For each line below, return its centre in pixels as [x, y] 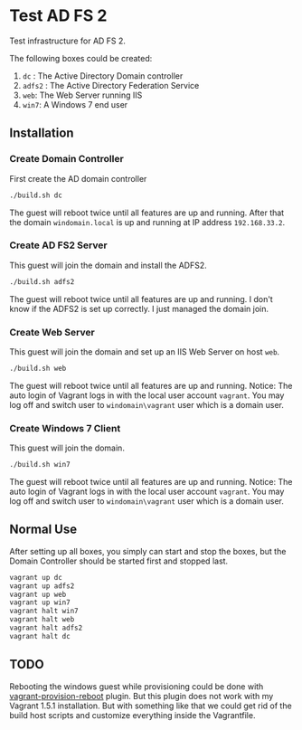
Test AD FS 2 [58, 16]
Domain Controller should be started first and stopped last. [119, 561]
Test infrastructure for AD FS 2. [68, 41]
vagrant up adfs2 [42, 586]
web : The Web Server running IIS [82, 95]
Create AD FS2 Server [58, 245]
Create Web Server [52, 332]
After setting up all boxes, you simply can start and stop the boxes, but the [148, 551]
